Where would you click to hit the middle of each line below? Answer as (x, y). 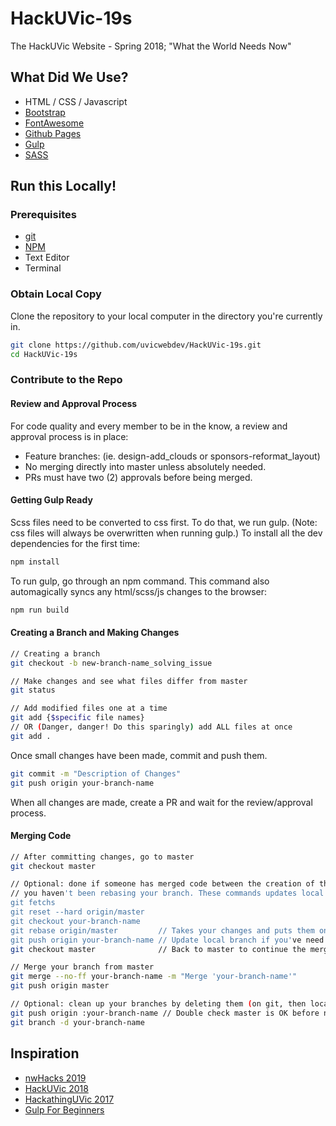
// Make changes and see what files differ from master (129, 681)
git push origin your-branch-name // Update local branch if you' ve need (167, 940)
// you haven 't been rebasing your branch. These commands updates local (167, 893)
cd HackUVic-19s (44, 354)
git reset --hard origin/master (77, 912)
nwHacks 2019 (55, 1078)
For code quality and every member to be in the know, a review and (149, 426)
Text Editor (47, 258)
